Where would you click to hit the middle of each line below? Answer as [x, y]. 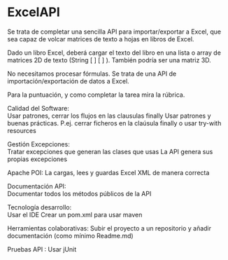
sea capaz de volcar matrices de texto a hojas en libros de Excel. [101, 39]
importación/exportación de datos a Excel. [68, 81]
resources [22, 130]
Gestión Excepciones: [38, 144]
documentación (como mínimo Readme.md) [71, 235]
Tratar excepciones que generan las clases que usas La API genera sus [110, 151]
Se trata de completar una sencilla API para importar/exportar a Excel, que [114, 32]
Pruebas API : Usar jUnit [42, 249]
